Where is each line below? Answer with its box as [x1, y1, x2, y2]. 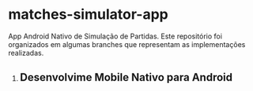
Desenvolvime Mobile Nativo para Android [19, 71, 233, 84]
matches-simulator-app [8, 5, 168, 24]
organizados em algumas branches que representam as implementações [8, 39, 246, 49]
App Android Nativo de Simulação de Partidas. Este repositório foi [8, 31, 223, 41]
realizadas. [8, 48, 44, 57]
